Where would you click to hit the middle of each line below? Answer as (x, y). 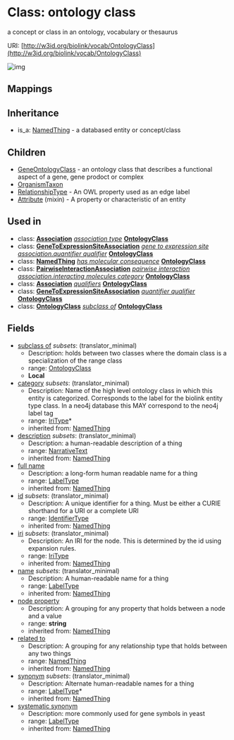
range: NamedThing (57, 661)
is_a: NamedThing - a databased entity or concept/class (99, 130)
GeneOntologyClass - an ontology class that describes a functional (115, 169)
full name (31, 465)
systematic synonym (48, 706)
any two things (50, 653)
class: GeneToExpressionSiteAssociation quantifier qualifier (106, 291)
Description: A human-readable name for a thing (98, 578)
